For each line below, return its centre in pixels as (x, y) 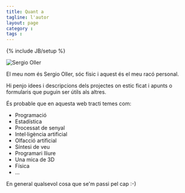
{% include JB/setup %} (36, 51)
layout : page (22, 23)
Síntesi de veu (32, 147)
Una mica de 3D (35, 160)
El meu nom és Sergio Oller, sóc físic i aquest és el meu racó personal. (92, 74)
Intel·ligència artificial (41, 134)
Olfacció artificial (36, 140)
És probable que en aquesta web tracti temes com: (69, 104)
